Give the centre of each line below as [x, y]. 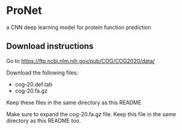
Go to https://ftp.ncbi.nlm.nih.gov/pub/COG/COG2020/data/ [81, 60]
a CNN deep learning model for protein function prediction [79, 27]
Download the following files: [42, 73]
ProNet [24, 11]
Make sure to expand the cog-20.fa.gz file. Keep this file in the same [91, 114]
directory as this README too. [44, 120]
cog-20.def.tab [34, 84]
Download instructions [50, 46]
